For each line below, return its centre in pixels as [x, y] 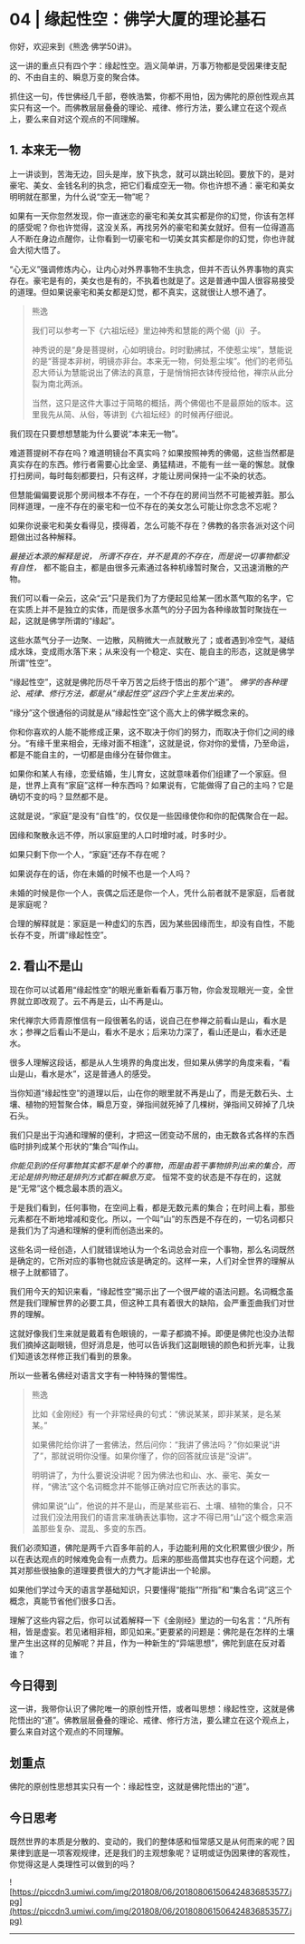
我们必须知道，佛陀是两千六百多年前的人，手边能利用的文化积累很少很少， [148, 1548]
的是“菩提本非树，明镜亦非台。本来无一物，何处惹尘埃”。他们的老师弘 [162, 361]
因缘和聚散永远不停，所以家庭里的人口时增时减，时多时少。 [120, 835]
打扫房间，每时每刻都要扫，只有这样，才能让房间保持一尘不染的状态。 [140, 475]
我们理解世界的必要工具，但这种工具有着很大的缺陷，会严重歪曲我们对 [156, 1303]
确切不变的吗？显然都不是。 [61, 796]
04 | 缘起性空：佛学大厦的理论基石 [138, 20]
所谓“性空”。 [33, 662]
